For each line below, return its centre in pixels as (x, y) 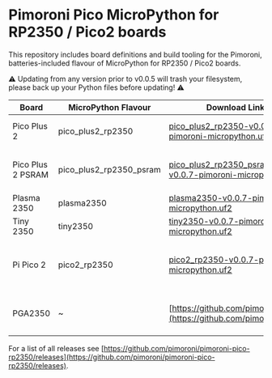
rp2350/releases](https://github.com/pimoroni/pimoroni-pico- (112, 357)
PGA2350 (32, 313)
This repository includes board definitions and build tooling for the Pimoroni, (135, 54)
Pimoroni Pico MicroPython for (114, 15)
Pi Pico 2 (29, 265)
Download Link (236, 107)
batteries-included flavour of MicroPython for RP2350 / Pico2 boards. (125, 63)
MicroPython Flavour (110, 107)
